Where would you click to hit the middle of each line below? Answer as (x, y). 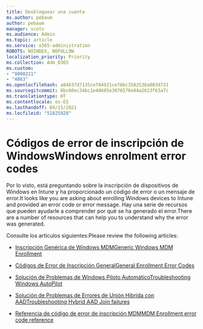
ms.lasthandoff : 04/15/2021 (42, 107)
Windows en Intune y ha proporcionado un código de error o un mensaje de (101, 192)
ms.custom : (20, 68)
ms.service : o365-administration (48, 46)
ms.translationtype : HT (36, 96)
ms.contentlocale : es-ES (37, 102)
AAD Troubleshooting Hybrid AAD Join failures (72, 302)
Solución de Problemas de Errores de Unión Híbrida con (85, 295)
